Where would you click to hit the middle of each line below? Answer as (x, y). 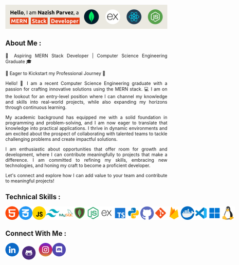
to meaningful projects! (30, 181)
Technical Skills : (33, 197)
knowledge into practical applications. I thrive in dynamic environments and (86, 128)
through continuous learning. (36, 107)
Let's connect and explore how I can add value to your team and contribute (86, 175)
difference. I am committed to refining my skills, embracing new (86, 160)
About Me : (23, 43)
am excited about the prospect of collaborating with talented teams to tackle (86, 134)
